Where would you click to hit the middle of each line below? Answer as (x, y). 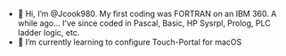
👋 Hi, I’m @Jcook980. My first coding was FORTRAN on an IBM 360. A (147, 14)
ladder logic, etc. (49, 32)
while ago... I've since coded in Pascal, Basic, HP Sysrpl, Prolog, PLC (144, 23)
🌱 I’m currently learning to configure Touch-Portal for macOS (130, 42)
